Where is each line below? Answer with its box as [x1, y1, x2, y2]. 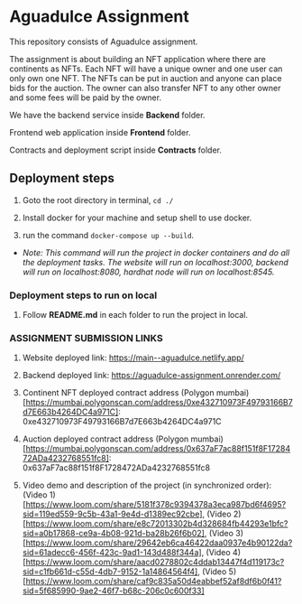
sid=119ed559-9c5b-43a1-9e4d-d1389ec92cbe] [22, 508, 203, 520]
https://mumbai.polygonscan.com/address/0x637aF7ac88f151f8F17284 [25, 443, 291, 454]
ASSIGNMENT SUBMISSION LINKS [9, 331, 164, 344]
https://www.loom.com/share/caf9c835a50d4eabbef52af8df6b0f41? [25, 576, 282, 587]
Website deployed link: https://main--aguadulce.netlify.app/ [22, 352, 245, 363]
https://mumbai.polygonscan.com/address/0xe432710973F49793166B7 [25, 397, 293, 408]
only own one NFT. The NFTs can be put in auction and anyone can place [9, 72, 282, 83]
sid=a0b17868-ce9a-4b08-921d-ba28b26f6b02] [22, 528, 206, 539]
